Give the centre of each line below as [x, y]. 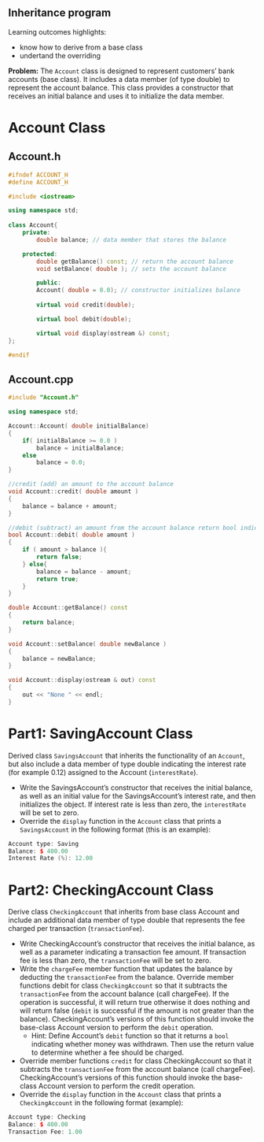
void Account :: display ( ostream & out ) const [82, 680]
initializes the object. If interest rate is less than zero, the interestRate [133, 804]
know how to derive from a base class [81, 47]
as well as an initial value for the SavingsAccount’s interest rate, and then [137, 795]
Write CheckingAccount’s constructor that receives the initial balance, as [137, 944]
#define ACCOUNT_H [38, 182]
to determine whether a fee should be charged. [108, 1053]
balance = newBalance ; [59, 658]
